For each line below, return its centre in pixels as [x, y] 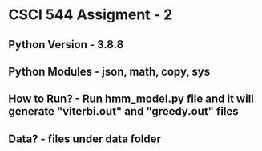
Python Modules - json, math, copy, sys [109, 71]
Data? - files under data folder [85, 139]
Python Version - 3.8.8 [66, 45]
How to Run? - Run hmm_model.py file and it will [131, 99]
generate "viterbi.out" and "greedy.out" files [123, 111]
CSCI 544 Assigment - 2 [91, 15]
